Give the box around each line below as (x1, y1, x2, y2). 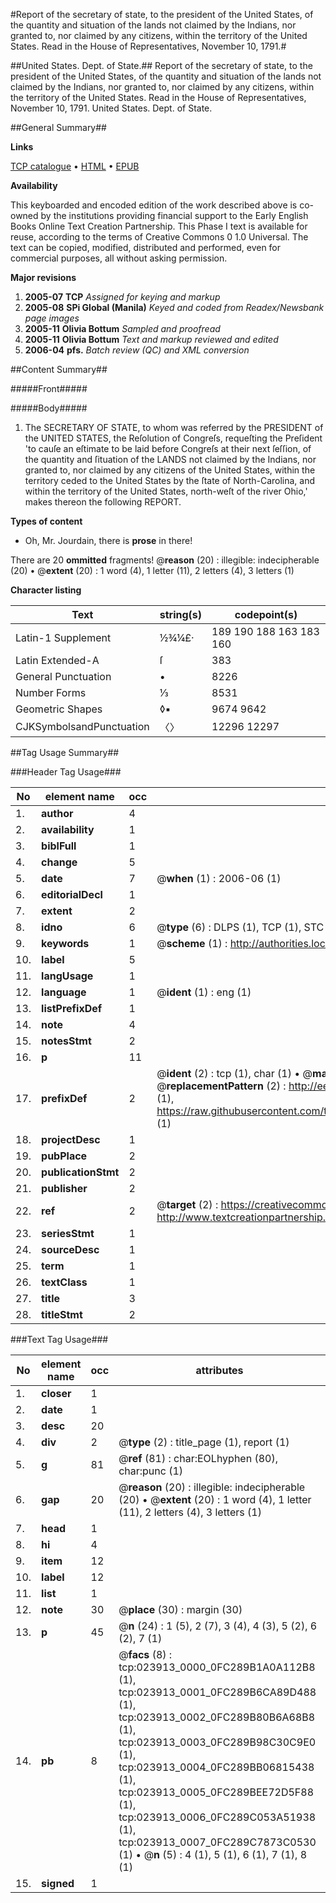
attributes (195, 1364, 244, 1377)
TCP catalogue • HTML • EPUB (10, 160, 140, 172)
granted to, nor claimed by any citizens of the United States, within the (24, 464, 316, 476)
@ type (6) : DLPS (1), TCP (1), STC (156, 920, 325, 934)
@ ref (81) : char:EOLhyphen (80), (118, 1452, 278, 1465)
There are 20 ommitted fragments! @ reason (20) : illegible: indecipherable (10, 554, 320, 566)
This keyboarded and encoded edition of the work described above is (10, 199, 298, 211)
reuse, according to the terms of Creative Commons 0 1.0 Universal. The (10, 231, 309, 243)
